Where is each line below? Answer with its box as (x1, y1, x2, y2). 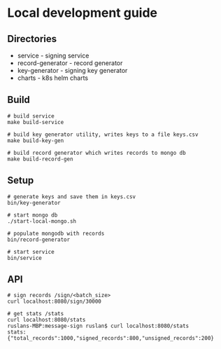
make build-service (7, 118, 64, 125)
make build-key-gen (7, 137, 64, 144)
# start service (7, 248, 55, 255)
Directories (7, 33, 57, 45)
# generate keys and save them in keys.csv (7, 193, 136, 200)
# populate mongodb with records (7, 230, 105, 237)
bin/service (7, 254, 42, 261)
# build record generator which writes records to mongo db (7, 149, 187, 156)
